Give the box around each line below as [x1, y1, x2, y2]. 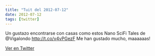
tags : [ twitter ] [5, 16, 39, 21]
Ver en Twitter [5, 45, 35, 51]
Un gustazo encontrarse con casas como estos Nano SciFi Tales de [5, 30, 146, 36]
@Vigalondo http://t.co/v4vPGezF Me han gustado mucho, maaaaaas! [5, 35, 151, 41]
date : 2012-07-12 [5, 12, 42, 17]
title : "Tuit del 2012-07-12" [5, 7, 69, 12]
